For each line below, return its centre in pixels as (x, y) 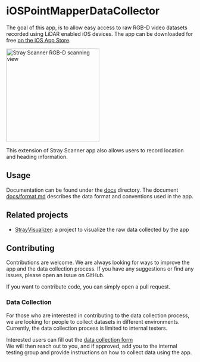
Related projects (37, 215)
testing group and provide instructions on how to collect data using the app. (99, 352)
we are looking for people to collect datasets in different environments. (93, 321)
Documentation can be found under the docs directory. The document (92, 190)
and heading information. (37, 157)
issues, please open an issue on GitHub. (55, 275)
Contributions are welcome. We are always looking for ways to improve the (98, 263)
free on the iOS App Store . (38, 40)
